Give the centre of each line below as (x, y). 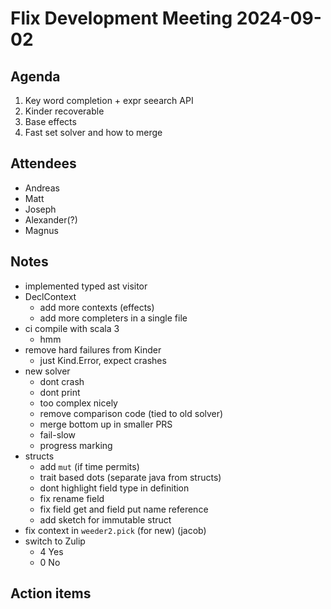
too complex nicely (78, 403)
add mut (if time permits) (89, 466)
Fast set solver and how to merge (93, 132)
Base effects (50, 121)
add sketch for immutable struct (105, 519)
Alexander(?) (51, 219)
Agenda (35, 76)
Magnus (41, 230)
